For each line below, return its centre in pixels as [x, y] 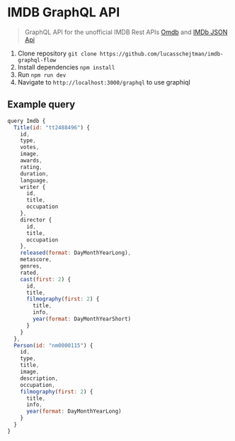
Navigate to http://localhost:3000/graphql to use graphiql [104, 82]
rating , [31, 167]
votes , [30, 147]
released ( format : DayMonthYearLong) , [76, 253]
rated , [30, 273]
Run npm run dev [42, 75]
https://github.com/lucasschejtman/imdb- [162, 54]
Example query [41, 105]
